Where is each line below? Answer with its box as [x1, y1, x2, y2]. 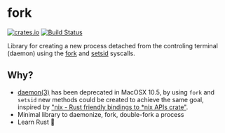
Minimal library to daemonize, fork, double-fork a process [17, 110, 184, 118]
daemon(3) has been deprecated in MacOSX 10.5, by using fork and [17, 87, 215, 96]
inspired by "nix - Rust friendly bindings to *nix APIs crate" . [17, 103, 189, 111]
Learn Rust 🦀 [17, 118, 55, 126]
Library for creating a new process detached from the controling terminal [7, 41, 219, 50]
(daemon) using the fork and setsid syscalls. [7, 49, 135, 57]
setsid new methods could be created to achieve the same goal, [17, 95, 205, 104]
